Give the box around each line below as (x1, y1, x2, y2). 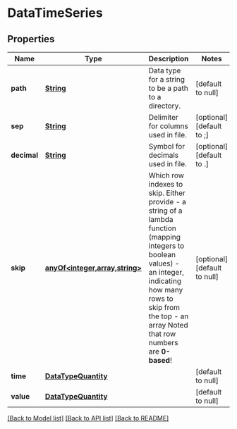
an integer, (148, 268, 185, 277)
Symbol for (148, 142, 186, 151)
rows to (148, 294, 174, 304)
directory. (148, 101, 181, 111)
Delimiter (148, 113, 178, 122)
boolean (148, 250, 176, 259)
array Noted (148, 321, 188, 330)
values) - (148, 259, 180, 268)
